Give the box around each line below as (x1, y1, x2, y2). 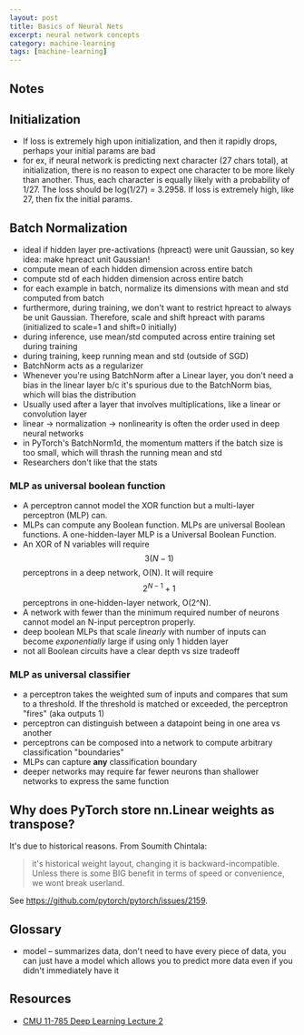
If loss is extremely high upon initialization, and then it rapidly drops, (22, 136, 278, 146)
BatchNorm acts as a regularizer (22, 360, 143, 371)
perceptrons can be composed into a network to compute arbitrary (22, 738, 273, 749)
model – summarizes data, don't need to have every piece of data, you (22, 946, 287, 957)
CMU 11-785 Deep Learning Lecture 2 (22, 1015, 163, 1026)
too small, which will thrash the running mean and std (22, 447, 222, 458)
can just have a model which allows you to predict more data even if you (22, 956, 293, 967)
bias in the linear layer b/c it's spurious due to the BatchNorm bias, (22, 379, 272, 391)
